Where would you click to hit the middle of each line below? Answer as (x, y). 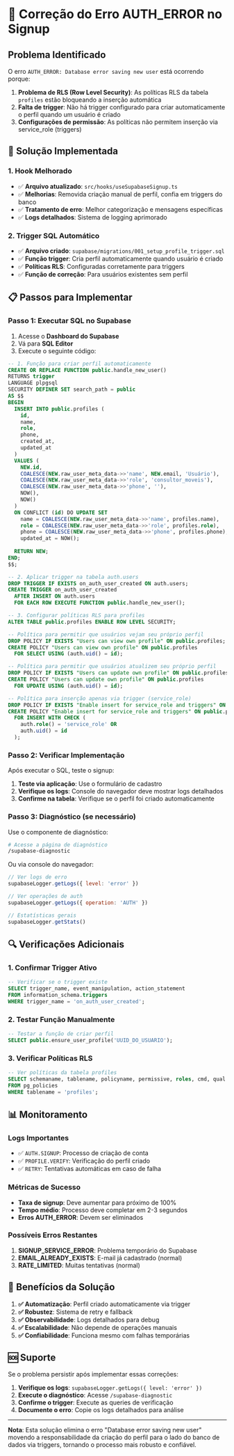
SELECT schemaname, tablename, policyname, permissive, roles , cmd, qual (117, 1079)
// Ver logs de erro (38, 877)
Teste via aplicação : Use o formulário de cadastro (90, 784)
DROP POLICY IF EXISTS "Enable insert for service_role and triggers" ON (117, 705)
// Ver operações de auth (45, 897)
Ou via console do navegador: (51, 865)
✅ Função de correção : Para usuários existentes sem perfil (103, 274)
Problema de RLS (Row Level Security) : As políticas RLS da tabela (113, 92)
